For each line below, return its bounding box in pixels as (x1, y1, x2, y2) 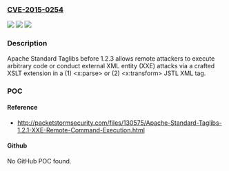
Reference (7, 103, 38, 112)
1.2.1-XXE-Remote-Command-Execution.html (17, 125, 145, 134)
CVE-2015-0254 (7, 5, 64, 14)
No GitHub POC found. (7, 157, 72, 165)
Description (7, 39, 48, 48)
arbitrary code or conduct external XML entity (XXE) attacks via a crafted (7, 61, 215, 70)
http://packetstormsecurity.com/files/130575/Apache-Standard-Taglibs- (17, 119, 222, 127)
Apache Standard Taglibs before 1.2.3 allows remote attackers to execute (7, 54, 215, 63)
